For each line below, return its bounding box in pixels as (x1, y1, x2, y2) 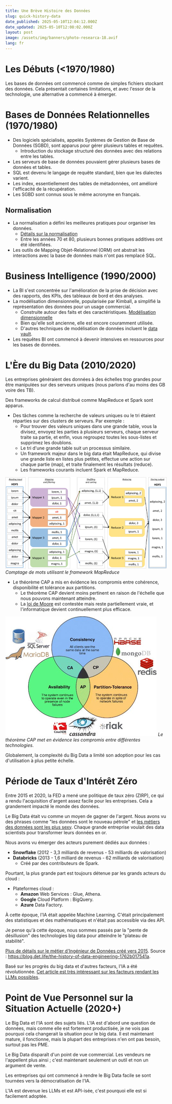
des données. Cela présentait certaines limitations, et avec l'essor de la (5, 85, 156, 92)
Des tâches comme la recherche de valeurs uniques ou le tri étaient (12, 413, 156, 419)
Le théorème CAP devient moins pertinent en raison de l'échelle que (20, 590, 165, 596)
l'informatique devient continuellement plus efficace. (20, 606, 132, 612)
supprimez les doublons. (20, 440, 73, 446)
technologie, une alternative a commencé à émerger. (5, 91, 117, 97)
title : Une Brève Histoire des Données (5, 8, 91, 13)
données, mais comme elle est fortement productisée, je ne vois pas (5, 1025, 149, 1031)
